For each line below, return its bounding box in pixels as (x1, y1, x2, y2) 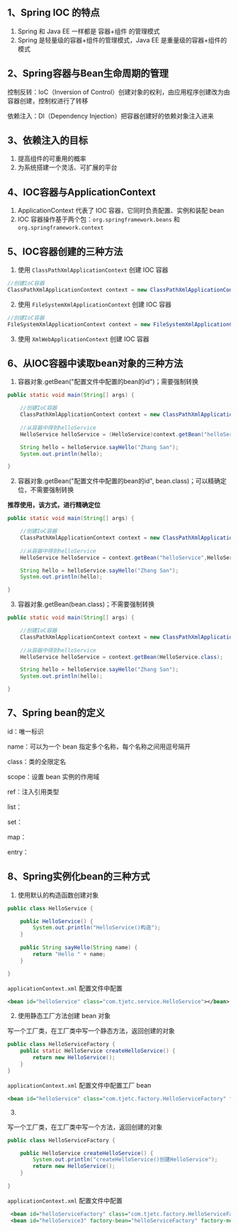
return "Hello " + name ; (33, 950, 106, 958)
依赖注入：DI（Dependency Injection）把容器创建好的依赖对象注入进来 (7, 111, 214, 120)
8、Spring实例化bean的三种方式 (7, 871, 150, 883)
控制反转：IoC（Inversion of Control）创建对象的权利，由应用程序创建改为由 (7, 87, 230, 96)
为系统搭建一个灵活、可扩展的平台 (17, 163, 118, 172)
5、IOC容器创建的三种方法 (7, 245, 123, 258)
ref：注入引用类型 (7, 787, 59, 796)
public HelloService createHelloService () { (20, 1149, 154, 1157)
